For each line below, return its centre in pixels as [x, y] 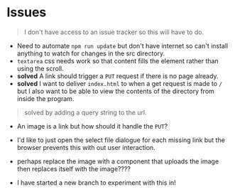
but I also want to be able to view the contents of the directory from [115, 91]
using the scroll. [40, 68]
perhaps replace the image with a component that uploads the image [118, 161]
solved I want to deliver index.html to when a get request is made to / [120, 83]
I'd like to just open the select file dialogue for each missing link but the [121, 140]
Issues [27, 12]
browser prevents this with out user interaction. [86, 147]
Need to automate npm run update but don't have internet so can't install [122, 45]
